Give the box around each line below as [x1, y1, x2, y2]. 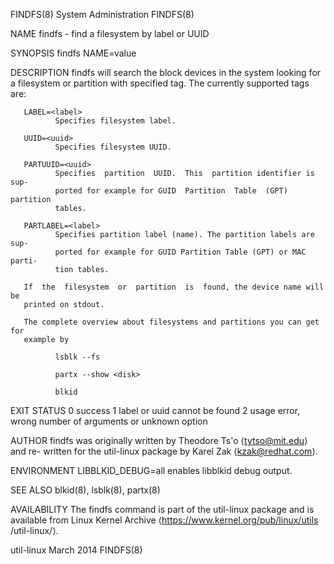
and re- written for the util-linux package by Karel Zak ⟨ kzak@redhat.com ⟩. [10, 445, 318, 457]
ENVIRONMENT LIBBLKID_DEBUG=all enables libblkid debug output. [10, 465, 293, 476]
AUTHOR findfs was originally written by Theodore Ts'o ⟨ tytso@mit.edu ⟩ [10, 435, 308, 446]
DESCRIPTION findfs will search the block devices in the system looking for [10, 67, 322, 78]
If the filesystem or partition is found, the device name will [23, 282, 325, 292]
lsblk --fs [54, 352, 101, 362]
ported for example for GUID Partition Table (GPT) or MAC [54, 247, 307, 257]
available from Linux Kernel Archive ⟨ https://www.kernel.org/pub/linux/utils [10, 514, 319, 526]
